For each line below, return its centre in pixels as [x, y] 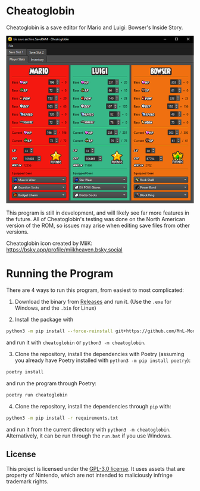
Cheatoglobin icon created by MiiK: [49, 243]
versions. [17, 232]
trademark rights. [27, 481]
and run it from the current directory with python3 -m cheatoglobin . [88, 429]
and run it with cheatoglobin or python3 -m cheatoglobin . [76, 342]
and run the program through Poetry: [51, 383]
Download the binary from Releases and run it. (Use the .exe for [93, 302]
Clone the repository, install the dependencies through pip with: [93, 406]
